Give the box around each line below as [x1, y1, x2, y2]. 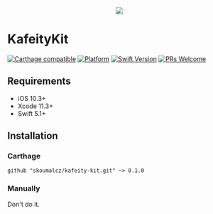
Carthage [7, 151, 41, 161]
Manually [7, 183, 40, 193]
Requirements [7, 75, 71, 87]
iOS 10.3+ [17, 94, 46, 102]
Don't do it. [7, 200, 40, 208]
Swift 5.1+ [17, 109, 46, 117]
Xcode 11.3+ [17, 102, 53, 110]
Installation [7, 130, 58, 142]
